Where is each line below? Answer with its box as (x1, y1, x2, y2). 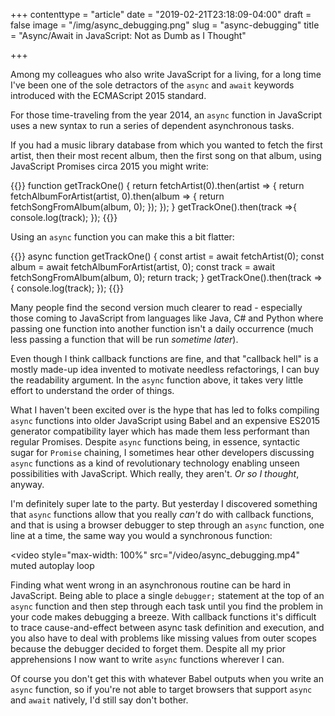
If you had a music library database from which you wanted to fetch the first (10, 139, 323, 151)
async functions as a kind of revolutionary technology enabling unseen (10, 457, 300, 469)
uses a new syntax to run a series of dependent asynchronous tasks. (10, 120, 295, 131)
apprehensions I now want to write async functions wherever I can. (10, 654, 285, 665)
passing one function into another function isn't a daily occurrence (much (10, 323, 314, 334)
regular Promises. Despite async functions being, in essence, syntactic (10, 436, 301, 448)
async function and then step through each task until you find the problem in (10, 600, 324, 612)
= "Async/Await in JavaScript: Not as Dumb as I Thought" (10, 30, 247, 41)
